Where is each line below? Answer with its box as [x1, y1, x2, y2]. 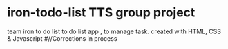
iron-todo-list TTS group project [7, 5, 196, 20]
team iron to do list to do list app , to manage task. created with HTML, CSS [7, 27, 221, 35]
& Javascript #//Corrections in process [7, 34, 117, 42]
